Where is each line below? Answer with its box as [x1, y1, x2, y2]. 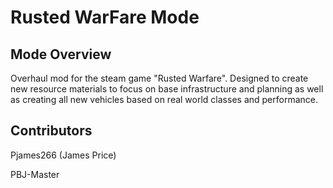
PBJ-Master [10, 168, 60, 180]
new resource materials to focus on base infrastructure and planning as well [10, 83, 324, 95]
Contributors [10, 122, 93, 140]
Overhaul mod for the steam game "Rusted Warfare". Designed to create [10, 72, 309, 84]
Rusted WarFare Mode [10, 6, 200, 29]
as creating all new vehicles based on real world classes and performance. [10, 94, 318, 105]
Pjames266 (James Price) [10, 149, 117, 161]
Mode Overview [10, 46, 112, 63]
